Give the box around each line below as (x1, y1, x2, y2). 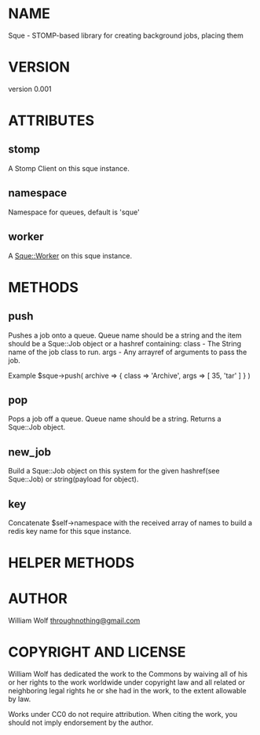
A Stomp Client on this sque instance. (8, 163, 130, 173)
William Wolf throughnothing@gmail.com (8, 616, 141, 625)
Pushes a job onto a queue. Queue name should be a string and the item (8, 331, 242, 340)
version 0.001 (8, 84, 52, 93)
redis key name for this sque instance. (8, 526, 132, 536)
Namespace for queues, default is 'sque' (8, 207, 140, 217)
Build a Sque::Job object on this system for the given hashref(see (8, 466, 220, 476)
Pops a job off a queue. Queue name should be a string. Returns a (8, 414, 222, 424)
